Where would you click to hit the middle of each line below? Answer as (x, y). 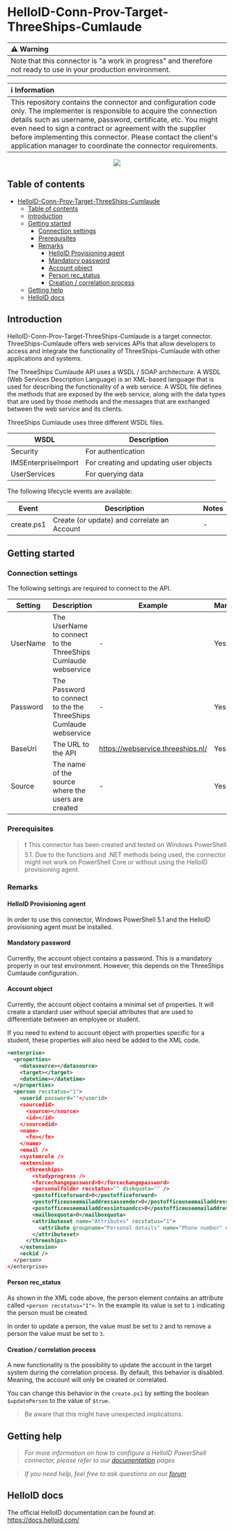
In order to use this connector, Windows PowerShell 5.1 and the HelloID (109, 919)
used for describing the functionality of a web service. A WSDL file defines (115, 387)
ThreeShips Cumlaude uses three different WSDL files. (86, 422)
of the (62, 773)
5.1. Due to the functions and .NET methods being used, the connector (125, 855)
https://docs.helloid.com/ (44, 1520)
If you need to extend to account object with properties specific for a (106, 1033)
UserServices (33, 474)
